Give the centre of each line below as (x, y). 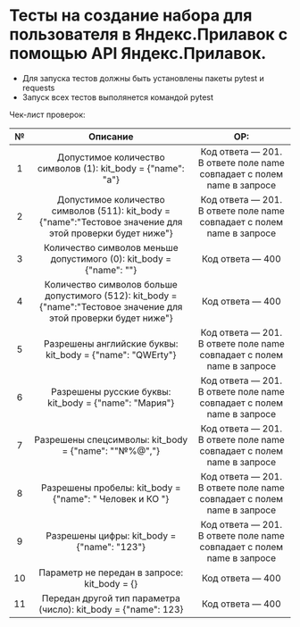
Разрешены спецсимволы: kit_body (111, 439)
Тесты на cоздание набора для (131, 16)
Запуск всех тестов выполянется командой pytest (118, 97)
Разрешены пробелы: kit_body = (111, 488)
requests (38, 88)
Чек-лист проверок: (48, 114)
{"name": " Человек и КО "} (111, 498)
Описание (111, 137)
